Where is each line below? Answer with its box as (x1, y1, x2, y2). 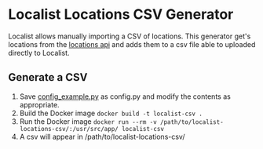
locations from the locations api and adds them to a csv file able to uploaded (8, 39, 256, 49)
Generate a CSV (8, 71, 88, 84)
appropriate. (19, 100, 60, 109)
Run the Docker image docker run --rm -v (19, 116, 157, 126)
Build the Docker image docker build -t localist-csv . (19, 108, 203, 118)
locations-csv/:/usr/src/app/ (19, 125, 119, 133)
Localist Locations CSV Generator (8, 5, 234, 24)
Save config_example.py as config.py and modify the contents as (19, 92, 232, 101)
